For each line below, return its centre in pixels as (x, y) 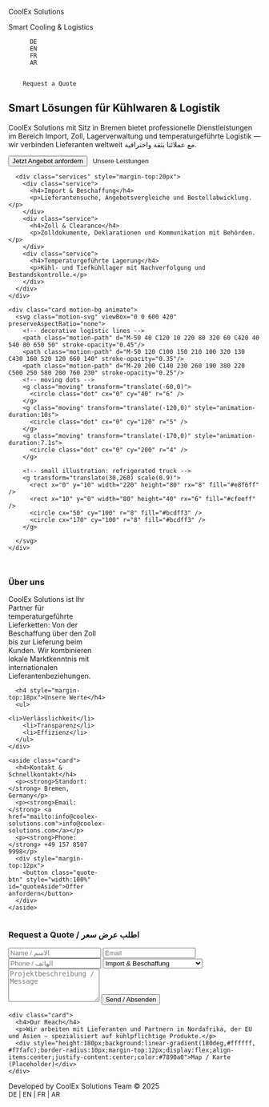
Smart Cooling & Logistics (51, 27)
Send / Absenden (131, 1000)
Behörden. (239, 233)
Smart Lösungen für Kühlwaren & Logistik (114, 108)
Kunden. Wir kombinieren (50, 651)
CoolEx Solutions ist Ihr (47, 600)
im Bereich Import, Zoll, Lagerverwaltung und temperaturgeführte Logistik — (134, 136)
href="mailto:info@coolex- (53, 817)
